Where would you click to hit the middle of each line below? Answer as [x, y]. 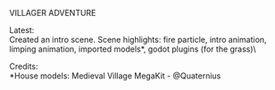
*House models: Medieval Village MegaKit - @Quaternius [115, 76]
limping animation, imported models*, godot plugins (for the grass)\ [133, 49]
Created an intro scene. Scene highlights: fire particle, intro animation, [138, 40]
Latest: [22, 30]
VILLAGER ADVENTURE [53, 13]
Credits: [24, 66]
